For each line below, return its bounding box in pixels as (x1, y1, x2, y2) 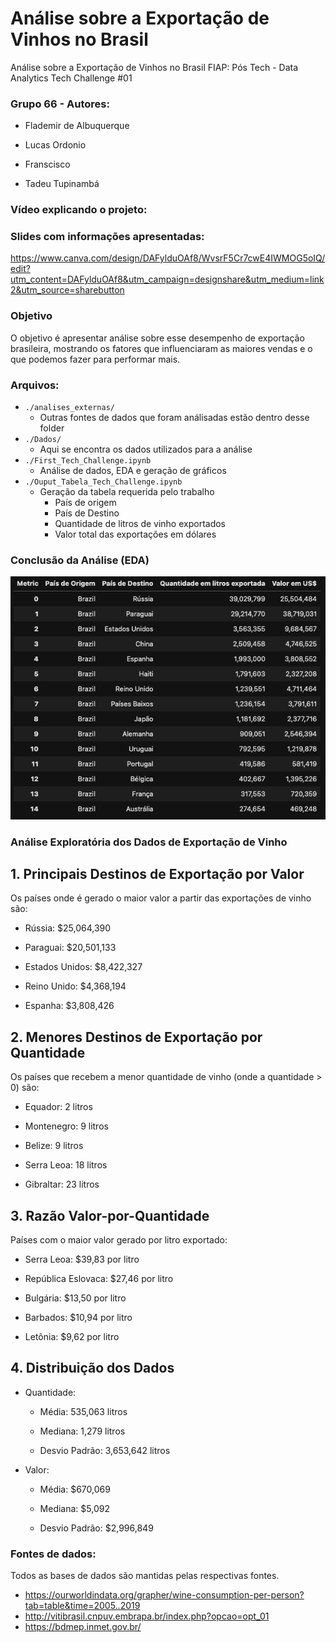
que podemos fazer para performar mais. (10, 353, 181, 365)
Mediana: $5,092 (39, 1502, 110, 1514)
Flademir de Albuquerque (24, 120, 130, 132)
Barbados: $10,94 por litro (24, 1312, 133, 1324)
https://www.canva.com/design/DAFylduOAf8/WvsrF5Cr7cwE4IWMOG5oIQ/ (10, 252, 326, 264)
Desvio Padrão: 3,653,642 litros (39, 1444, 171, 1456)
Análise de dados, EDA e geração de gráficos (39, 465, 227, 477)
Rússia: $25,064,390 (24, 922, 112, 934)
